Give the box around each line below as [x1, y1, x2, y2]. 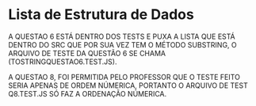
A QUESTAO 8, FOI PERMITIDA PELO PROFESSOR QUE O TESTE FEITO [8, 72, 240, 81]
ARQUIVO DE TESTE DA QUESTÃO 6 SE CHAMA [8, 48, 166, 58]
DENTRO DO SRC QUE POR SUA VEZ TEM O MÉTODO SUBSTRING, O [8, 40, 238, 49]
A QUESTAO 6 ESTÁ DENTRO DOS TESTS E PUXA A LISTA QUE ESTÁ [8, 32, 235, 41]
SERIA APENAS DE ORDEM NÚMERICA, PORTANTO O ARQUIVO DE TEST [8, 81, 248, 90]
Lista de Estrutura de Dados [8, 6, 194, 24]
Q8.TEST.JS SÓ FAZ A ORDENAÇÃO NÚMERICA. [8, 89, 167, 98]
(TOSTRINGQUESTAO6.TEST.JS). [8, 57, 117, 66]
